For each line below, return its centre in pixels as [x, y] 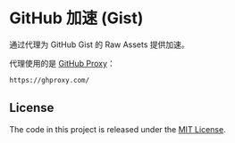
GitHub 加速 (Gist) [76, 18]
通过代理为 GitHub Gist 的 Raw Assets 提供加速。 [99, 44]
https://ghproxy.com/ [50, 80]
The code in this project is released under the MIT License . [117, 129]
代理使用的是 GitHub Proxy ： [63, 63]
